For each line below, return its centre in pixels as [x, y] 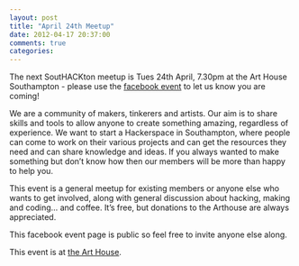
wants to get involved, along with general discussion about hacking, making [150, 198]
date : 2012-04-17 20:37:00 [60, 34]
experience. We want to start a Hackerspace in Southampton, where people [150, 133]
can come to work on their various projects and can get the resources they [148, 142]
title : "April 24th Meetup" [62, 26]
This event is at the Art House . [65, 252]
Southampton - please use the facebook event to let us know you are [137, 87]
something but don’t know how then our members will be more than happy [148, 161]
